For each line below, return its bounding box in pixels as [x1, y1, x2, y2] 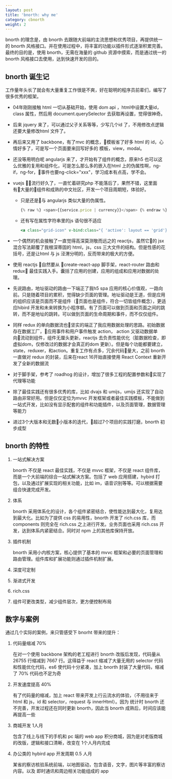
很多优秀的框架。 [5, 93, 41, 100]
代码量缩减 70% [12, 640, 47, 647]
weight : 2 [5, 22, 27, 27]
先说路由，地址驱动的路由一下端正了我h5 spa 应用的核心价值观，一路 [12, 285, 159, 291]
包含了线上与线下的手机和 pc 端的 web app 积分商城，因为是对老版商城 [12, 733, 163, 739]
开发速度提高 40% [12, 681, 52, 688]
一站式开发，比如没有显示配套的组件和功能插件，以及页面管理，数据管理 [12, 401, 165, 407]
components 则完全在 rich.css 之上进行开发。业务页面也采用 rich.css [12, 521, 159, 527]
